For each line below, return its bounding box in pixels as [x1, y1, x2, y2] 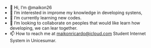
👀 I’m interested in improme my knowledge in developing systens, [9, 10, 143, 16]
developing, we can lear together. [9, 25, 77, 31]
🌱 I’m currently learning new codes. [9, 15, 82, 20]
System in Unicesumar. [9, 38, 56, 43]
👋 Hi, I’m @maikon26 [9, 5, 52, 10]
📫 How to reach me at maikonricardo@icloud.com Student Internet [9, 31, 146, 36]
